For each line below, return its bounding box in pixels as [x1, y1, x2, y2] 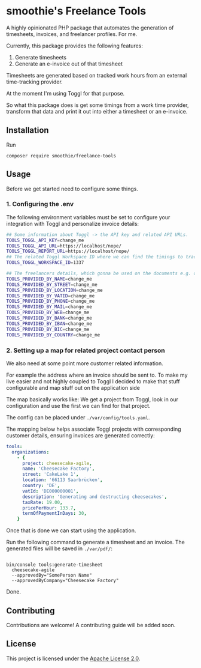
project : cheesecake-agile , [22, 460, 93, 466]
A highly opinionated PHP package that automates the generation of [6, 24, 174, 31]
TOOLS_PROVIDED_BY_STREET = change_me [6, 281, 98, 288]
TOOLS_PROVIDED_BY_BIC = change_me [6, 326, 90, 332]
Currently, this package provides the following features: [6, 42, 144, 49]
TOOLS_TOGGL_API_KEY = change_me [6, 237, 84, 243]
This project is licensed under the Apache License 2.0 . [6, 655, 141, 662]
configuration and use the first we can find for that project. [6, 402, 151, 409]
